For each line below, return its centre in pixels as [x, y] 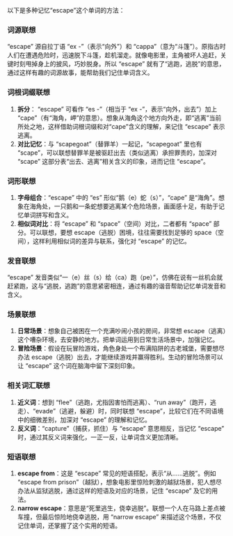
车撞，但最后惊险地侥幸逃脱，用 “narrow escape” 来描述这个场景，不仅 [119, 517]
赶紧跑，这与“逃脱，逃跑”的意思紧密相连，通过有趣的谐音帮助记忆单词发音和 [116, 286]
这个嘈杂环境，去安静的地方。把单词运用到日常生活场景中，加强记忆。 [118, 339]
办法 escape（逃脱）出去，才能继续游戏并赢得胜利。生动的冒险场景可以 [120, 357]
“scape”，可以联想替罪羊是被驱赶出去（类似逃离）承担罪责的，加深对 [117, 153]
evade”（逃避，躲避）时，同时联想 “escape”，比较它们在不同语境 [129, 411]
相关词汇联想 [29, 385]
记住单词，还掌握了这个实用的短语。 [69, 526]
